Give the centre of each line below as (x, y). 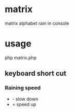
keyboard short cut (35, 73)
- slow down (25, 99)
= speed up (24, 104)
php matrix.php (21, 58)
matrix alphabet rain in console (37, 23)
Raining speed (23, 88)
